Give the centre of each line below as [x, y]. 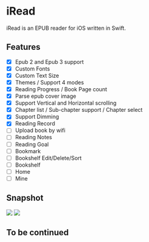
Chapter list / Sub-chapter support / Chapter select [79, 110]
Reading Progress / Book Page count [61, 89]
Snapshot [25, 198]
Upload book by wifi [40, 130]
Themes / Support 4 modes [49, 82]
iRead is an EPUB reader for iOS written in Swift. [66, 28]
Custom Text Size [37, 75]
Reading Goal [32, 144]
